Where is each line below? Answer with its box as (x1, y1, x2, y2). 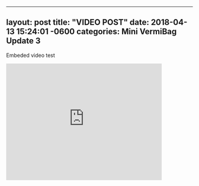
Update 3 (6, 36, 41, 46)
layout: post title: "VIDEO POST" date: (6, 17, 149, 27)
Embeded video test (6, 52, 55, 59)
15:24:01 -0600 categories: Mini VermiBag (16, 27, 177, 37)
